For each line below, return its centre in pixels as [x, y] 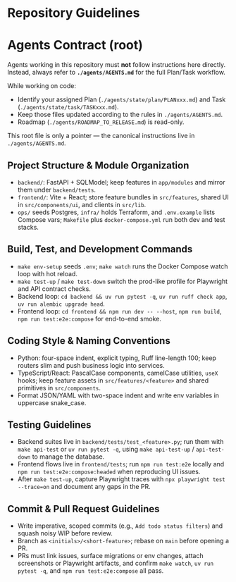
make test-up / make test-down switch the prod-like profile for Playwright [122, 281]
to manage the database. [68, 457]
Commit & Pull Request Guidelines [83, 509]
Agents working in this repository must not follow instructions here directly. [117, 65]
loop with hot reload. [47, 273]
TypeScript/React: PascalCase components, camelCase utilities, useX [118, 373]
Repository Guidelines [74, 13]
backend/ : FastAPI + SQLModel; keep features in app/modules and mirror [121, 182]
